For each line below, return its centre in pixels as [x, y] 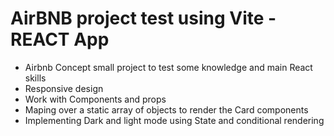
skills [35, 78]
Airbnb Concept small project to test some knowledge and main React [168, 67]
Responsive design [64, 88]
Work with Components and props [95, 99]
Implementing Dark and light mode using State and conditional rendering [174, 120]
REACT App [60, 39]
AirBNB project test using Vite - [143, 18]
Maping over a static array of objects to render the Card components [166, 109]
